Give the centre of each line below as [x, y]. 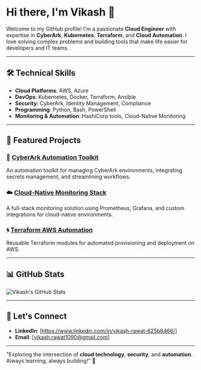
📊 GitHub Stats [35, 275]
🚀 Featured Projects [44, 140]
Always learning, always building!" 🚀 [51, 360]
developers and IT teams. [38, 48]
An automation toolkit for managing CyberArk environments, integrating [94, 171]
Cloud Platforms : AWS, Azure [51, 90]
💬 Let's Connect [36, 316]
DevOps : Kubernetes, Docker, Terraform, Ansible [75, 97]
